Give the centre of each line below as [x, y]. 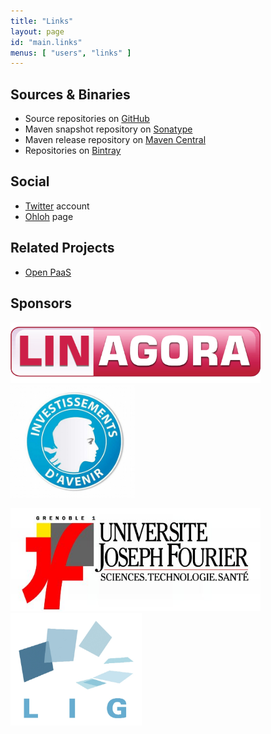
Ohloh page [49, 216]
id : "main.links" [46, 42]
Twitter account [57, 206]
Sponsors [41, 303]
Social [30, 181]
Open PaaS [48, 272]
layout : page [37, 31]
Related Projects [62, 248]
